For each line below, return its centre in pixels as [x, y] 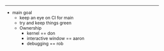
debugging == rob [45, 43]
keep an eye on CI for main [47, 18]
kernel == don [41, 33]
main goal [22, 12]
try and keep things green [45, 23]
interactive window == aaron [55, 38]
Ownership [31, 28]
